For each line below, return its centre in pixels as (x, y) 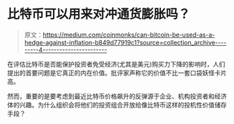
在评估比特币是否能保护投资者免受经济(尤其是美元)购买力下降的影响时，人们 (116, 64)
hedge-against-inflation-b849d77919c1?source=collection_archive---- (125, 42)
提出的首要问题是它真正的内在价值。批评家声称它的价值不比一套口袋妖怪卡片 (117, 73)
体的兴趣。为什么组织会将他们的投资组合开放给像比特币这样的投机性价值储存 (117, 105)
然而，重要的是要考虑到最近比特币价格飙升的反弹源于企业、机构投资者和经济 (117, 96)
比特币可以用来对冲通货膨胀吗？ (99, 14)
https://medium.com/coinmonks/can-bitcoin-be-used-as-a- (129, 35)
